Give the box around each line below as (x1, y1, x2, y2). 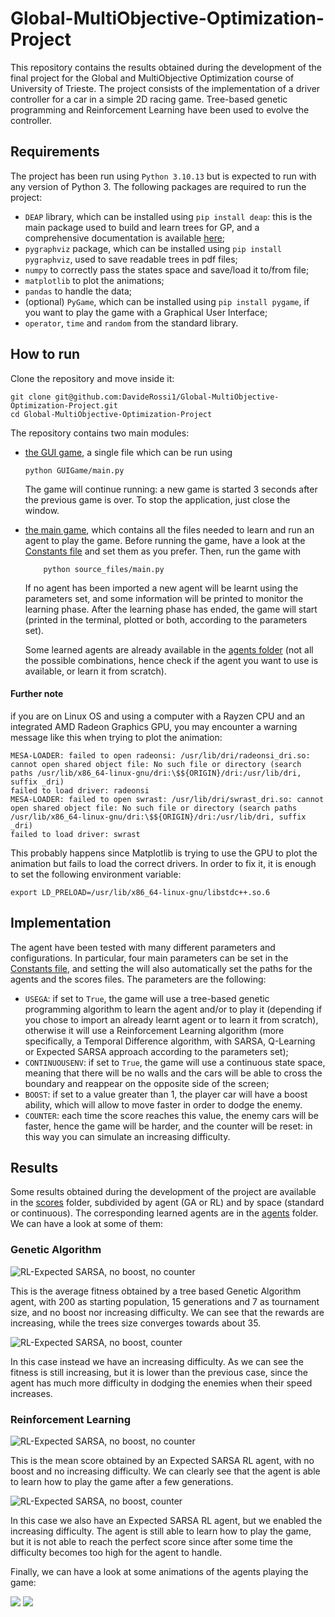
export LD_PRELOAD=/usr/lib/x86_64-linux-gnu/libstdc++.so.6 (10, 887, 271, 897)
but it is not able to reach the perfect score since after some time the (10, 1535, 293, 1547)
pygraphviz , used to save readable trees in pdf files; (24, 253, 238, 265)
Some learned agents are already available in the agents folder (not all (24, 643, 314, 656)
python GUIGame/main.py (24, 465, 125, 476)
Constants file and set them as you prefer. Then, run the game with (24, 545, 302, 557)
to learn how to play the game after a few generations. (10, 1475, 234, 1487)
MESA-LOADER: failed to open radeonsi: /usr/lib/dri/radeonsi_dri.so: (10, 750, 311, 761)
